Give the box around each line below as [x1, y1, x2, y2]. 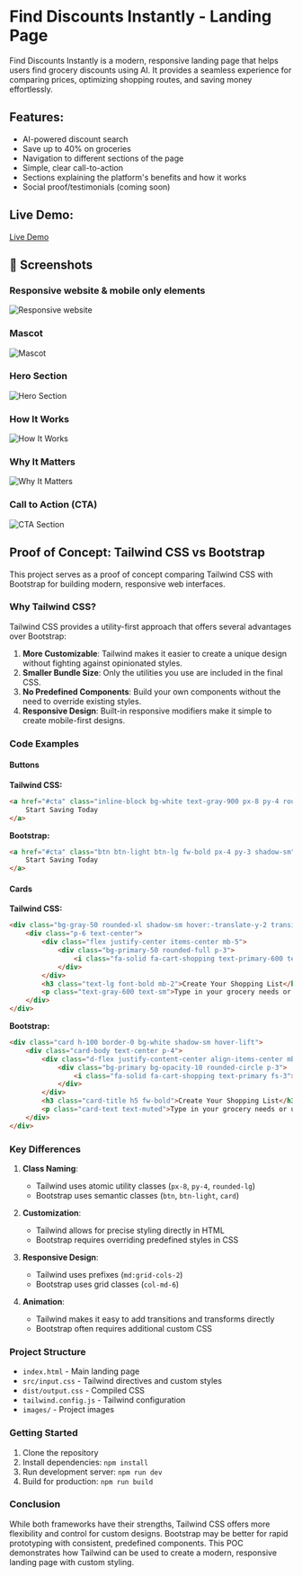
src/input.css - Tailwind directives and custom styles [22, 1376, 223, 1386]
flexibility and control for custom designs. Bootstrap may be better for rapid [9, 1527, 289, 1538]
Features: [9, 110, 65, 125]
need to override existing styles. [22, 695, 142, 706]
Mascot [9, 327, 43, 340]
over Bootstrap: [9, 631, 67, 642]
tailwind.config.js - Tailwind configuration [22, 1394, 186, 1405]
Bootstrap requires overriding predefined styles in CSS [35, 1234, 239, 1245]
